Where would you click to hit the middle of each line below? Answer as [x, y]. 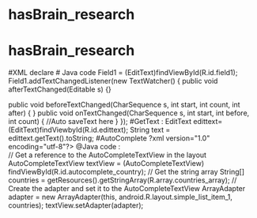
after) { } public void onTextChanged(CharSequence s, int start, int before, [129, 113]
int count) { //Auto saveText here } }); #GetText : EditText [100, 122]
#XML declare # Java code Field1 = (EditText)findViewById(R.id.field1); [123, 73]
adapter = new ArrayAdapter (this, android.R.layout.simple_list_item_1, [121, 197]
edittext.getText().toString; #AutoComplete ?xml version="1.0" [109, 138]
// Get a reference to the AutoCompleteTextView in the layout [108, 155]
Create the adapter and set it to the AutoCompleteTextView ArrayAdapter [127, 189]
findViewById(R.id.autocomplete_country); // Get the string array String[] [127, 172]
